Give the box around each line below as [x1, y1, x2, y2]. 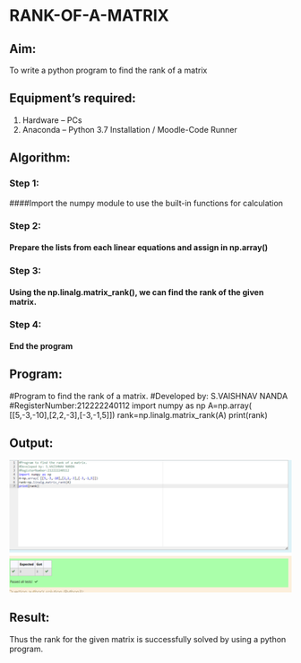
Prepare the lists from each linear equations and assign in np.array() [9, 242, 269, 253]
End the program [9, 341, 73, 352]
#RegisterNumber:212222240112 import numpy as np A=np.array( [9, 400, 253, 411]
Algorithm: [9, 150, 71, 166]
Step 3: [9, 264, 42, 276]
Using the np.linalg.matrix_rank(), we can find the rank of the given [9, 286, 264, 297]
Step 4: [9, 318, 42, 331]
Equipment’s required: [9, 91, 136, 106]
